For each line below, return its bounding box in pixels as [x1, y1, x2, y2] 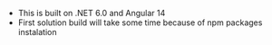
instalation [17, 27, 57, 37]
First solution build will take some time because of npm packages [17, 17, 263, 28]
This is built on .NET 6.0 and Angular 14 [17, 8, 166, 18]
